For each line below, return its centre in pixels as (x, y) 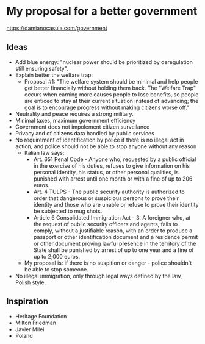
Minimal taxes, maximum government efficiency (75, 120)
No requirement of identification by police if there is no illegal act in (99, 140)
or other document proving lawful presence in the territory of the (115, 243)
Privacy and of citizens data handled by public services (85, 133)
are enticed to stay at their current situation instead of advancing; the (111, 101)
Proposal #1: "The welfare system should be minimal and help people (111, 81)
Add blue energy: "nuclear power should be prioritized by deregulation (104, 62)
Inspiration (27, 302)
